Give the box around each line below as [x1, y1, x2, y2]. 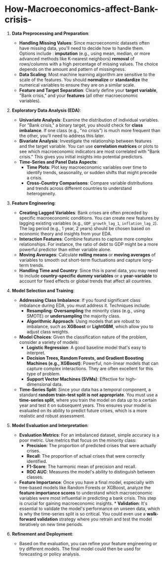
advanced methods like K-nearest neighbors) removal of [19, 55, 135, 61]
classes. [26, 474, 44, 480]
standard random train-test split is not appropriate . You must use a [19, 392, 158, 398]
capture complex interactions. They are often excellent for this [26, 365, 154, 372]
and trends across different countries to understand [26, 185, 132, 191]
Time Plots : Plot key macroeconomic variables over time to [26, 164, 147, 170]
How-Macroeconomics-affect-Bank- [4, 3, 159, 15]
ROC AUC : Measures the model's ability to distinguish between [26, 468, 155, 474]
